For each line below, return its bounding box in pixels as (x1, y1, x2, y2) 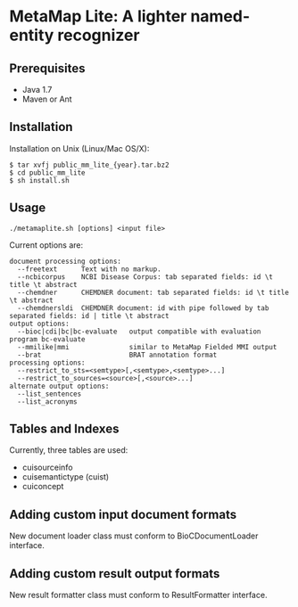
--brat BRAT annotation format (17, 350, 218, 359)
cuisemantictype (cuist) (21, 472, 110, 482)
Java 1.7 (21, 85, 53, 94)
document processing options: (9, 257, 122, 266)
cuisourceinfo (21, 462, 73, 473)
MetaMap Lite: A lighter (9, 6, 187, 27)
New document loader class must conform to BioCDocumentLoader (9, 530, 259, 541)
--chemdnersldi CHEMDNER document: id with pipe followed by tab (17, 303, 269, 313)
